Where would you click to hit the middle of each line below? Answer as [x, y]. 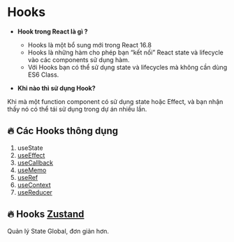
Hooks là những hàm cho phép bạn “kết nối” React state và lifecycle [125, 52]
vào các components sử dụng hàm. [79, 59]
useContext [34, 185]
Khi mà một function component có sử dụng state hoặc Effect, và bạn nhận [115, 101]
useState [30, 148]
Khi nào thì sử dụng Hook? [56, 88]
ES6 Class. [43, 75]
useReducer [35, 192]
